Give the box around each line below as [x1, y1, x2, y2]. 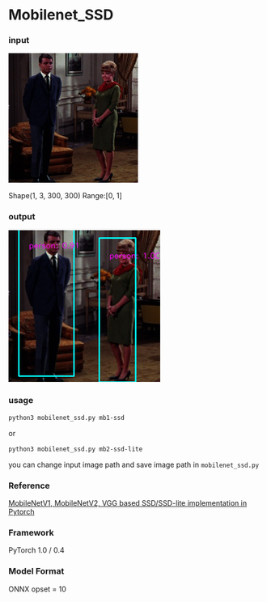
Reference [8, 480, 50, 491]
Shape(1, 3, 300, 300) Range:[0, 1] [8, 191, 123, 201]
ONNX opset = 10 [8, 584, 67, 594]
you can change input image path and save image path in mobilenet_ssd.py [8, 460, 260, 469]
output [8, 211, 36, 223]
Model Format [8, 566, 65, 577]
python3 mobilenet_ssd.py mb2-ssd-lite [8, 445, 143, 453]
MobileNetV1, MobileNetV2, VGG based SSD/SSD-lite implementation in [8, 498, 248, 508]
